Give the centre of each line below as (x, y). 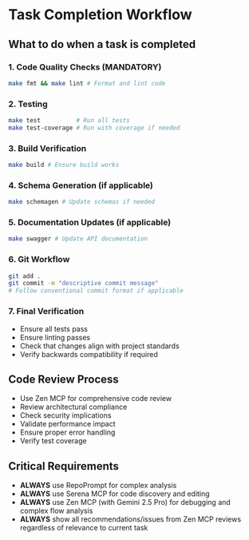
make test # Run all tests (69, 121)
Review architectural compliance (73, 407)
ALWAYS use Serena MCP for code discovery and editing (115, 494)
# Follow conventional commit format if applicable (96, 291)
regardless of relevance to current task (84, 528)
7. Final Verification (46, 312)
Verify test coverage (53, 441)
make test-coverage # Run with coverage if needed (94, 128)
